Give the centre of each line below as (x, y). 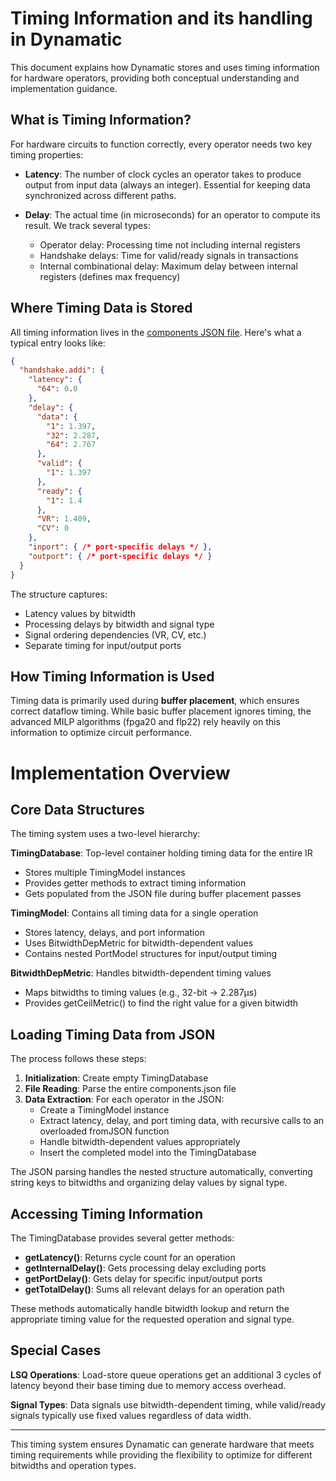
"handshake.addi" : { (62, 370)
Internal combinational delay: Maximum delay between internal (168, 266)
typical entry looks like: (58, 343)
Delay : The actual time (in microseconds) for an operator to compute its (172, 214)
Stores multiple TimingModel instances (105, 873)
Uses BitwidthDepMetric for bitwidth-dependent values (139, 943)
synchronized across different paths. (100, 195)
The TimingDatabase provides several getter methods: (122, 1238)
